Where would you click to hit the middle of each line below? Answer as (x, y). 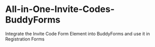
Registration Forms (25, 39)
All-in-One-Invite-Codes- (60, 9)
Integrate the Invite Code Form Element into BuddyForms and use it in (77, 33)
